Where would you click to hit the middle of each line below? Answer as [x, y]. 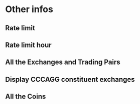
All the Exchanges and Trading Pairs [63, 62]
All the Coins [26, 97]
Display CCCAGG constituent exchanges [70, 79]
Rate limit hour [28, 45]
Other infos [29, 9]
